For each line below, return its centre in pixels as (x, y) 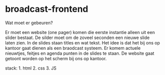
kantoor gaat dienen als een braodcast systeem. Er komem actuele (73, 48)
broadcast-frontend (47, 9)
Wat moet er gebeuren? (29, 23)
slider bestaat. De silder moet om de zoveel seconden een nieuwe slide (77, 37)
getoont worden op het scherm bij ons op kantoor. (56, 58)
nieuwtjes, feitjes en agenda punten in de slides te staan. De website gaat (80, 53)
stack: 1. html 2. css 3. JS (31, 68)
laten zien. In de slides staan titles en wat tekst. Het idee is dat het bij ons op (82, 42)
